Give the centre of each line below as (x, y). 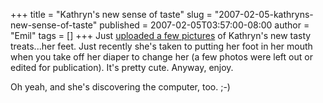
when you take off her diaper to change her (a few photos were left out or (161, 57)
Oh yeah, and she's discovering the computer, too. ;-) (120, 87)
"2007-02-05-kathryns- (264, 14)
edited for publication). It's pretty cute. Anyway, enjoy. (122, 67)
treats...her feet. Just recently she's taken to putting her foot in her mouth (161, 46)
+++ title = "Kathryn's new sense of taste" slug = (111, 14)
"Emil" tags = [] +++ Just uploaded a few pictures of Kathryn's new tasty (161, 35)
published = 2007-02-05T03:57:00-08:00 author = (204, 25)
